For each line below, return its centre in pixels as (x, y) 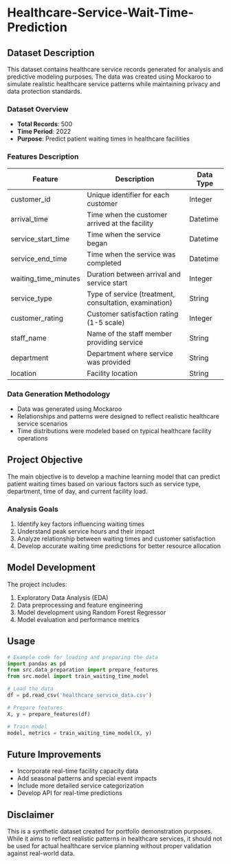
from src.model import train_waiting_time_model (78, 676)
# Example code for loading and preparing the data (82, 657)
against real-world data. (41, 853)
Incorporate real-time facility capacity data (78, 771)
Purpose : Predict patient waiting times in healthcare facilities (103, 139)
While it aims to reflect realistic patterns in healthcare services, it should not (114, 838)
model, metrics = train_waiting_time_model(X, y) (80, 733)
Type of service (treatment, (131, 294)
